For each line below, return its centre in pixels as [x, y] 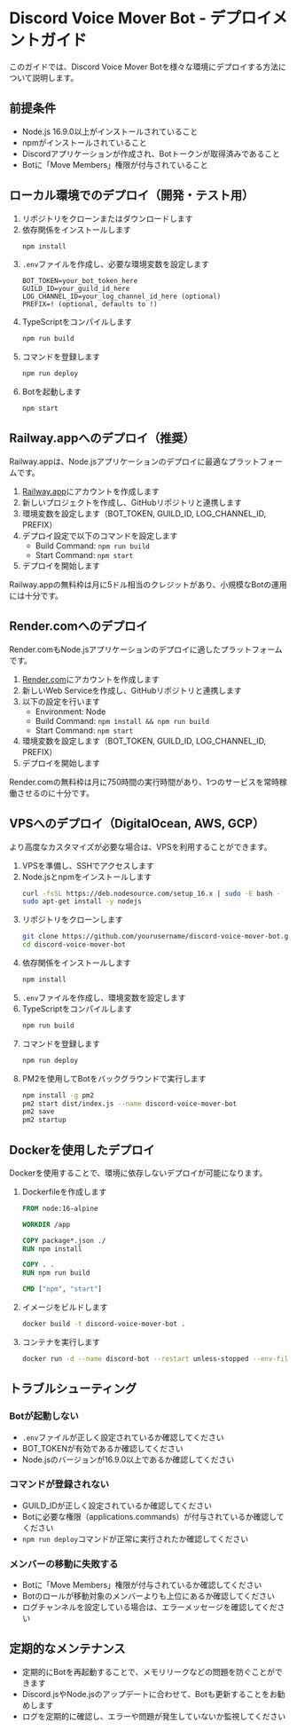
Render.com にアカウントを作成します [90, 679]
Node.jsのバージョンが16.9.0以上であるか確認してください [128, 1459]
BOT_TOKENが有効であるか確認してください [102, 1448]
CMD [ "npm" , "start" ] [62, 1289]
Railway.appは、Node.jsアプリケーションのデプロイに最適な [119, 461]
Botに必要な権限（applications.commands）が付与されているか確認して [153, 1516]
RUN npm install [52, 1249]
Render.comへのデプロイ [78, 626]
